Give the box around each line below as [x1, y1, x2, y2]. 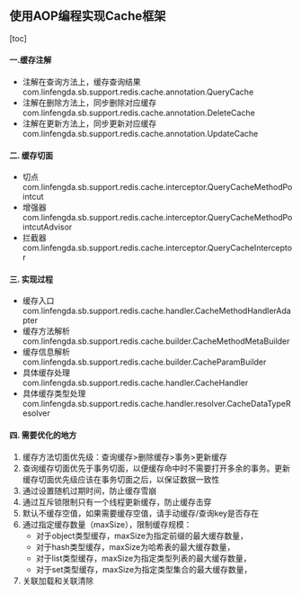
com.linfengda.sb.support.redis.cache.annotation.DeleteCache [22, 107, 256, 119]
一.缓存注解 [9, 55, 52, 66]
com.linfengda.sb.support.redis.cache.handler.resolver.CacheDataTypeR [22, 399, 291, 409]
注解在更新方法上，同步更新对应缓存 [22, 118, 157, 129]
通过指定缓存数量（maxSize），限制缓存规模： [22, 518, 192, 529]
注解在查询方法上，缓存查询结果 [22, 76, 141, 87]
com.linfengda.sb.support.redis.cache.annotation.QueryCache [22, 86, 254, 97]
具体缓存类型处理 [22, 388, 86, 399]
